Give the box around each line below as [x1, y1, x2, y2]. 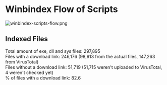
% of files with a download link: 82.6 [5, 74, 81, 81]
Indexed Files [5, 35, 48, 43]
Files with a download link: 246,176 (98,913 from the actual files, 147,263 [5, 53, 155, 59]
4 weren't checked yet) [5, 69, 54, 75]
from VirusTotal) [5, 59, 39, 65]
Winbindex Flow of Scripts [5, 4, 118, 15]
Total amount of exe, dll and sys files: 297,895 [5, 48, 101, 54]
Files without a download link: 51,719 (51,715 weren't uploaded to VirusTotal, [5, 64, 162, 70]
